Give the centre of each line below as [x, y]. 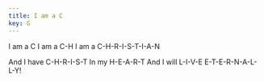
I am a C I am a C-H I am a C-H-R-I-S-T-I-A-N [84, 46]
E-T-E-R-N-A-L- [231, 62]
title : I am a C [36, 16]
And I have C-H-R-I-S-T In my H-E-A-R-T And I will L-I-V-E [106, 62]
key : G [19, 23]
